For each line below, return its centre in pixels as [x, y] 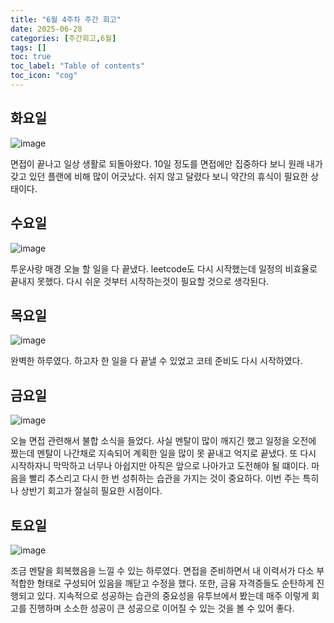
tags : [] [28, 47]
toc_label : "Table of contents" [77, 66]
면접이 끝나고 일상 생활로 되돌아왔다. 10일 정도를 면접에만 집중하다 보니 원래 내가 [166, 163]
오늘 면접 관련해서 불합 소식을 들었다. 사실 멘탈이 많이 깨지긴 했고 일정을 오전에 [163, 441]
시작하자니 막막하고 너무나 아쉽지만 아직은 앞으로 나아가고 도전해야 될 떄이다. [160, 466]
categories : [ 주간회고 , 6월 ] [63, 38]
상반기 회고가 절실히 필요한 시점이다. [91, 491]
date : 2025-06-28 [46, 29]
